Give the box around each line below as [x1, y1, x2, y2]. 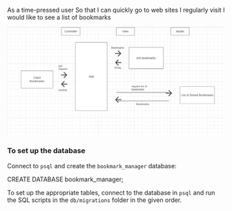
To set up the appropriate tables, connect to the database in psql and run [7, 188, 215, 197]
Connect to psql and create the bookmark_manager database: [7, 161, 177, 170]
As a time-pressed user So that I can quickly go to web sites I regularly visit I [7, 6, 225, 14]
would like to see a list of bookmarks [7, 13, 112, 21]
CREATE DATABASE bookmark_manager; [7, 175, 124, 183]
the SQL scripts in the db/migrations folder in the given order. [7, 196, 182, 204]
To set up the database [7, 146, 86, 156]
